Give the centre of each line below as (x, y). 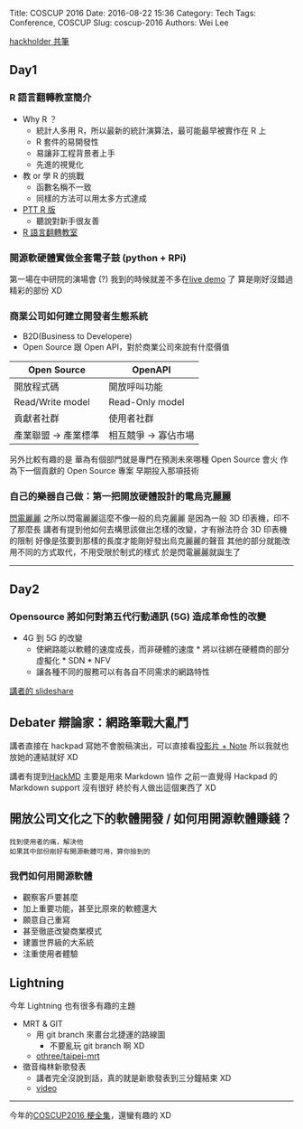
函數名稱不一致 (64, 187)
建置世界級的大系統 (58, 943)
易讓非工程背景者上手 (75, 153)
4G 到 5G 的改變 (52, 638)
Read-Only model (146, 402)
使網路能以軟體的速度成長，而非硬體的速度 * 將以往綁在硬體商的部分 (163, 649)
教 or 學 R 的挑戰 (53, 175)
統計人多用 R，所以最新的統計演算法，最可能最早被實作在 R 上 (151, 130)
